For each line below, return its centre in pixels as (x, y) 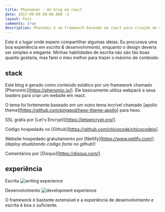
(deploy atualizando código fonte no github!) (50, 144)
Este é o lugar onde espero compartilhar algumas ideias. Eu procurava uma (81, 42)
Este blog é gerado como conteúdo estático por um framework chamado (79, 85)
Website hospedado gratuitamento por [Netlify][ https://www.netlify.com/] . (80, 139)
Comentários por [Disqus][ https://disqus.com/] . (53, 153)
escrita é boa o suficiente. (31, 205)
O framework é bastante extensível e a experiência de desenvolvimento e (79, 200)
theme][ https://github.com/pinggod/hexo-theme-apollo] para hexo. (73, 110)
